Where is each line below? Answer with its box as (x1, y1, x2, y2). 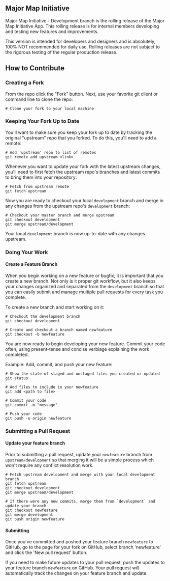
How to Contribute (5, 64, 65, 73)
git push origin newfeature (5, 517, 65, 522)
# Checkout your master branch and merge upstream (5, 212, 115, 218)
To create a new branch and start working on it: (5, 304, 105, 310)
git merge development (5, 512, 53, 517)
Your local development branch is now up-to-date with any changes (5, 230, 146, 236)
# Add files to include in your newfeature (5, 384, 99, 390)
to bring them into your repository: (5, 174, 77, 180)
